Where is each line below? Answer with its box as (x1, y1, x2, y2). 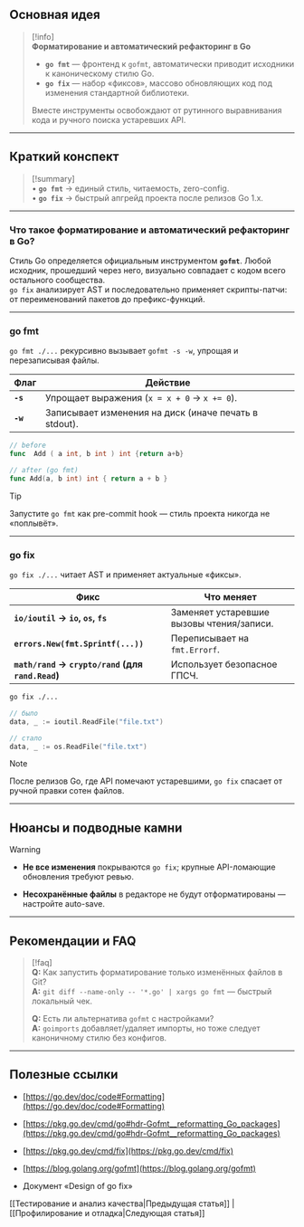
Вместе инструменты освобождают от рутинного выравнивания (31, 104, 282, 116)
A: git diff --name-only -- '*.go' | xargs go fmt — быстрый (31, 986, 272, 997)
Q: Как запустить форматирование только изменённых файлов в (31, 967, 283, 978)
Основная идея (9, 7, 101, 23)
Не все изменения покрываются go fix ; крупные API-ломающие (22, 861, 276, 872)
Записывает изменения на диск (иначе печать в (44, 406, 258, 419)
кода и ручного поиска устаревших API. (31, 114, 186, 125)
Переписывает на (170, 633, 250, 645)
